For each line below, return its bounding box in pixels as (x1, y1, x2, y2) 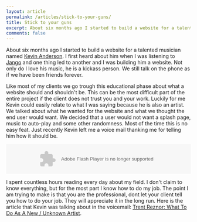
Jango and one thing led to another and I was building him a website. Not (6, 59, 183, 66)
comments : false (6, 30, 46, 36)
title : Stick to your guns (6, 19, 72, 25)
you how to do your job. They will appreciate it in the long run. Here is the (6, 197, 184, 204)
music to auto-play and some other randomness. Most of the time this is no (6, 120, 188, 127)
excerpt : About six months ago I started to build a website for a (6, 25, 175, 31)
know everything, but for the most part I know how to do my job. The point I (6, 185, 189, 192)
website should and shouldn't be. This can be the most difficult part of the (6, 89, 185, 96)
